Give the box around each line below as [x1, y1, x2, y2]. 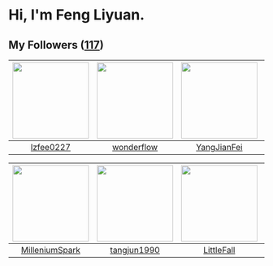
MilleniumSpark [20, 245, 81, 255]
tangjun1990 [110, 245, 160, 255]
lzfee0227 [30, 142, 71, 152]
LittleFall [202, 245, 236, 255]
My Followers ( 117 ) [8, 38, 104, 52]
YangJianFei [196, 142, 243, 152]
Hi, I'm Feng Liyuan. [8, 6, 145, 24]
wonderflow [112, 142, 158, 152]
